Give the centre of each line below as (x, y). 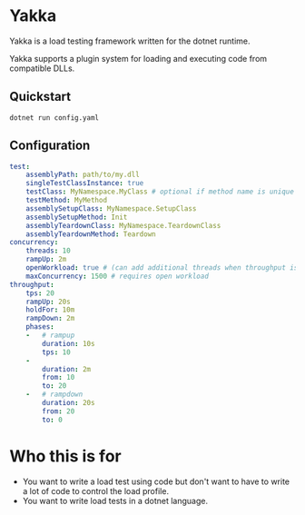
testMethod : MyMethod (66, 201)
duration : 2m (67, 369)
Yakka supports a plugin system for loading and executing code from (138, 58)
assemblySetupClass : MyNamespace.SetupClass (111, 208)
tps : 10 (56, 352)
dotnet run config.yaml (54, 118)
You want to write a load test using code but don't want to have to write (156, 481)
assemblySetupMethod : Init (77, 217)
